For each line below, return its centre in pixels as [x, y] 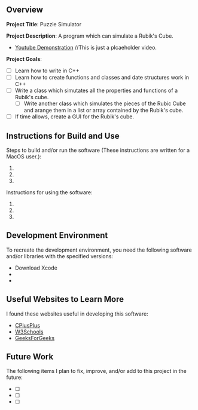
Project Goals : [24, 59]
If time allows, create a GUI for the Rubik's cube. [74, 117]
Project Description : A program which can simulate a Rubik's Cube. [90, 36]
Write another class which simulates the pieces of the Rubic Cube [105, 103]
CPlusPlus [28, 325]
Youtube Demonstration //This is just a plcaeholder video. [86, 47]
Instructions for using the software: [49, 192]
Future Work [30, 357]
